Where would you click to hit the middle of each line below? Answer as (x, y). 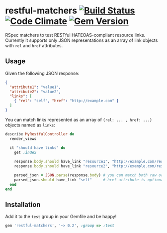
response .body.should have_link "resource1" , (62, 162)
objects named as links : (30, 125)
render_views (23, 139)
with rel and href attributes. (34, 45)
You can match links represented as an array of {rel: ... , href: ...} (79, 119)
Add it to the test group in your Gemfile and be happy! (61, 217)
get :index (25, 152)
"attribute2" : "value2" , (35, 92)
